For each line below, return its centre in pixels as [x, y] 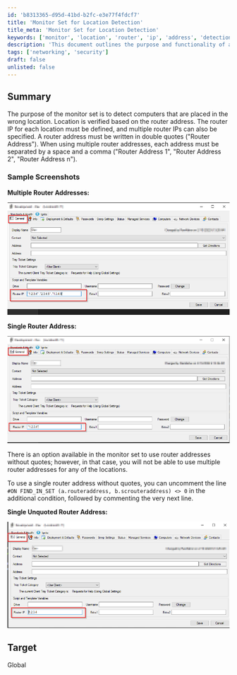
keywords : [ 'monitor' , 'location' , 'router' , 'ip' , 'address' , [102, 37]
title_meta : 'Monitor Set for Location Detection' [83, 30]
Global [17, 664]
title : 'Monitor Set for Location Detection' [75, 22]
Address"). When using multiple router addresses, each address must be [113, 144]
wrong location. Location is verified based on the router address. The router [117, 121]
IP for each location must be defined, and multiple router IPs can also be [112, 129]
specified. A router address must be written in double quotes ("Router [109, 136]
